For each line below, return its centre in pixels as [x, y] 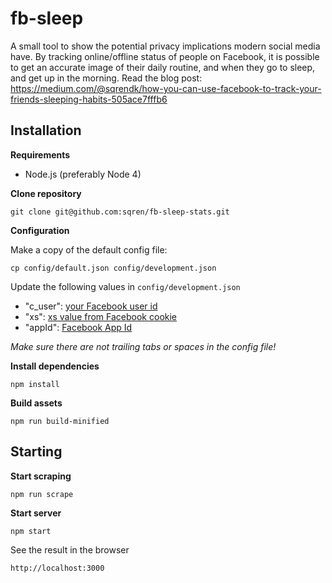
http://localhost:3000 [57, 568]
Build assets [36, 403]
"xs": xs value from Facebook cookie [101, 316]
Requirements [40, 154]
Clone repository [46, 193]
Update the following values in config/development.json [125, 286]
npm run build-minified [60, 421]
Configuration [40, 230]
